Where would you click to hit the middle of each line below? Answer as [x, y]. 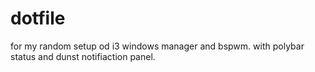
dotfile [38, 18]
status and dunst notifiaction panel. [83, 56]
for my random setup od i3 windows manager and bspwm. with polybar [157, 46]
